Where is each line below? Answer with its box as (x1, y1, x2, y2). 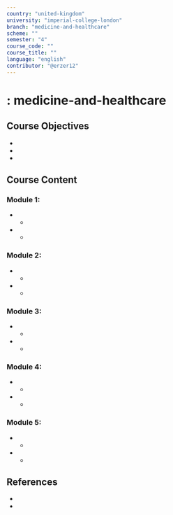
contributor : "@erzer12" (6, 62, 79, 69)
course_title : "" (6, 50, 57, 57)
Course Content (6, 174, 77, 186)
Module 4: (6, 362, 43, 372)
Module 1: (6, 195, 40, 204)
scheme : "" (6, 29, 38, 37)
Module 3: (6, 306, 42, 316)
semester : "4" (6, 36, 48, 43)
